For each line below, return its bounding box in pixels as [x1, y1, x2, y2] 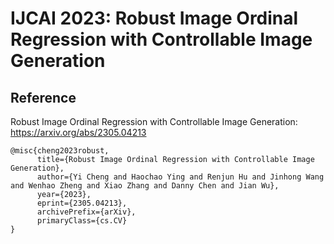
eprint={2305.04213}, [36, 198, 128, 208]
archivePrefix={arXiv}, [36, 207, 137, 217]
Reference [10, 89, 77, 106]
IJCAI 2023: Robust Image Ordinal [10, 7, 299, 30]
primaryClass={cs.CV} [36, 216, 128, 226]
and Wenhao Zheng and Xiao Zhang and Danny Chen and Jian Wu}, [10, 181, 280, 191]
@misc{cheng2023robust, [10, 146, 110, 156]
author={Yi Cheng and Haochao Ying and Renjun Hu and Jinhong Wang [36, 172, 325, 182]
